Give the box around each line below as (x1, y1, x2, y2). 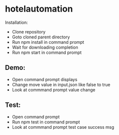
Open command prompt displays (12, 76, 77, 82)
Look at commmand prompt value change (12, 86, 96, 93)
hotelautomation (5, 3, 73, 15)
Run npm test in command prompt (12, 119, 80, 125)
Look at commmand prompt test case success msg (12, 124, 115, 130)
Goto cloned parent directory (12, 34, 70, 40)
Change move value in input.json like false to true (12, 82, 110, 87)
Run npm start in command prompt (12, 50, 82, 55)
